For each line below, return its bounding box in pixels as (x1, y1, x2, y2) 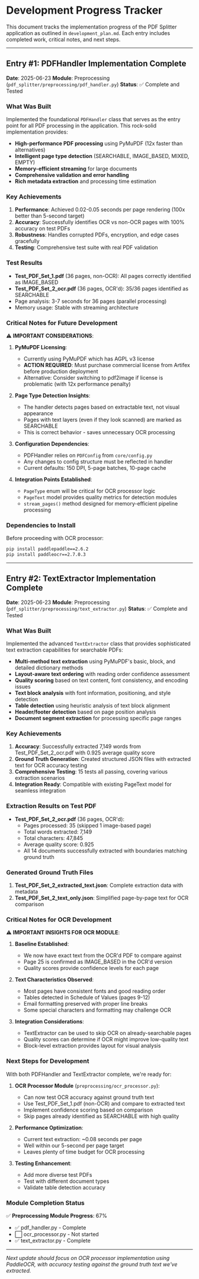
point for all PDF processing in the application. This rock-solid (6, 122, 157, 130)
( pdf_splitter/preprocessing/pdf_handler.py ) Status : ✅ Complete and (6, 81, 179, 88)
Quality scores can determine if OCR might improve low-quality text (23, 1036, 189, 1043)
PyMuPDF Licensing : (14, 343, 68, 350)
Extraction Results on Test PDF (6, 802, 97, 810)
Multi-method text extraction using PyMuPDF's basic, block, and (14, 658, 176, 665)
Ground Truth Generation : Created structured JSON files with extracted (14, 756, 191, 763)
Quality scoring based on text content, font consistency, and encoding (14, 677, 188, 684)
